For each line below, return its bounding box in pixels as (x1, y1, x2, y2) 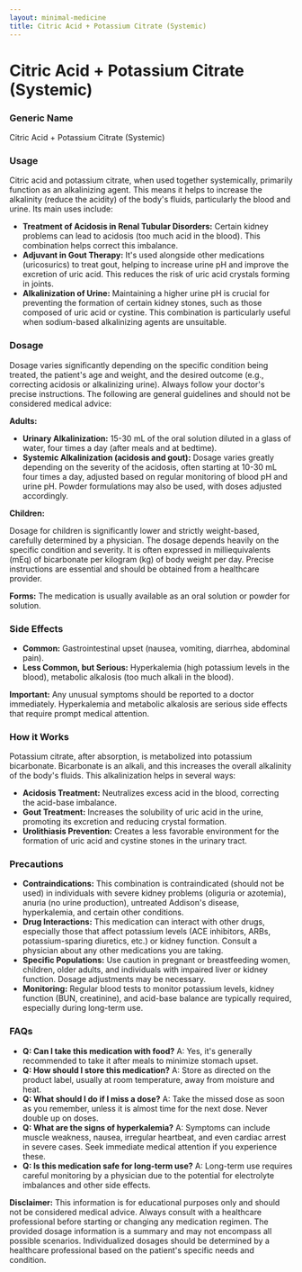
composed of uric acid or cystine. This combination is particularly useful (22, 307, 290, 318)
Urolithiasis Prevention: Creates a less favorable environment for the (22, 825, 280, 837)
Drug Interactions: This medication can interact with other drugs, (22, 916, 265, 927)
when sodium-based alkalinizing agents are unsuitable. (22, 317, 227, 328)
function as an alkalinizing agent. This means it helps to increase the (9, 185, 262, 195)
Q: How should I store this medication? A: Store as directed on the (22, 1064, 271, 1076)
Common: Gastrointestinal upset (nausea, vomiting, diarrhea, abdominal (22, 643, 290, 654)
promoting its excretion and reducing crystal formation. (22, 816, 227, 827)
